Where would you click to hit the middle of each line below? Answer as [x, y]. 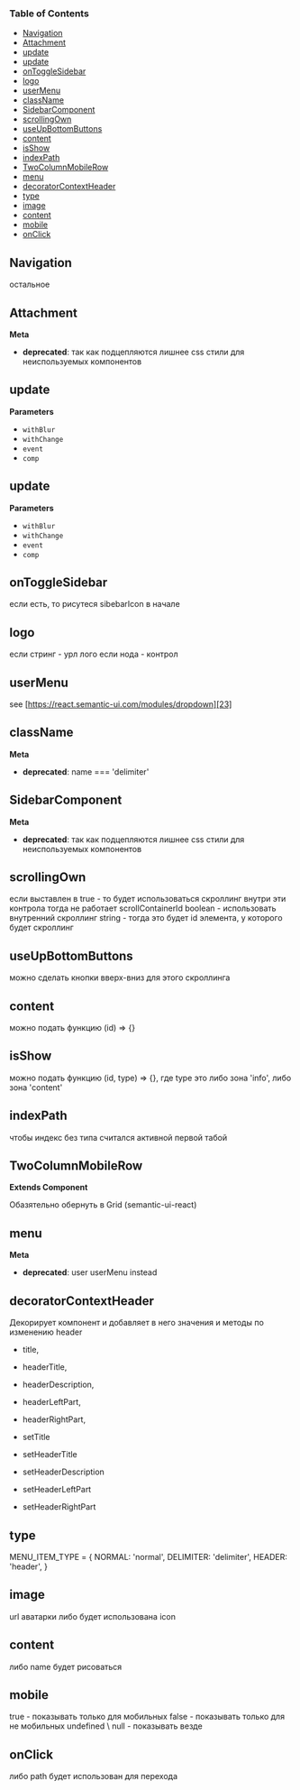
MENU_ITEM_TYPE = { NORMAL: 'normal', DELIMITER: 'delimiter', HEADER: [149, 1556]
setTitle [36, 1437]
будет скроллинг [41, 928]
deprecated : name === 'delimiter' [86, 771]
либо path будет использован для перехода [94, 1776]
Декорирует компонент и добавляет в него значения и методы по [136, 1323]
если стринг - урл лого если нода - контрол [94, 654]
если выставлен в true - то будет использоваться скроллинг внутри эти [148, 899]
